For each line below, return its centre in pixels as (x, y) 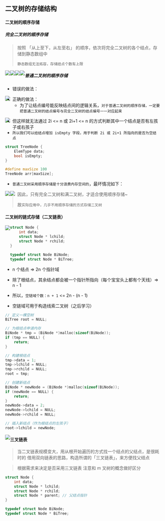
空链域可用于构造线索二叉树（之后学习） (53, 306)
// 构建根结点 (18, 355)
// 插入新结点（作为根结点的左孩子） (38, 423)
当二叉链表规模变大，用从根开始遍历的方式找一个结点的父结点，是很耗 (88, 451)
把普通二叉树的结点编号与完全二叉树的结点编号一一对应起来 (71, 111)
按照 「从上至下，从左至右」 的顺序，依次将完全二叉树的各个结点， (85, 48)
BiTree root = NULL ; (26, 320)
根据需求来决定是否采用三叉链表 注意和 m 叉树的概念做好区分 (79, 468)
